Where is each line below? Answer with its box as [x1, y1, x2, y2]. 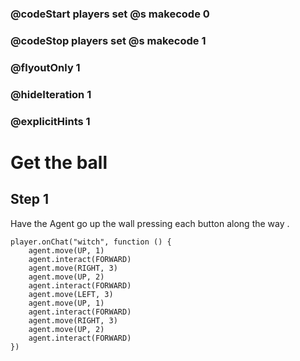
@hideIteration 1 [10, 87, 92, 101]
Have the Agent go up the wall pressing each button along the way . [10, 217, 290, 229]
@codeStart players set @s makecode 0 [10, 7, 210, 21]
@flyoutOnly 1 [10, 60, 81, 74]
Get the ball [10, 151, 108, 174]
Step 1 [10, 191, 50, 208]
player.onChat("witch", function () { [10, 237, 172, 247]
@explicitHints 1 [10, 114, 91, 128]
